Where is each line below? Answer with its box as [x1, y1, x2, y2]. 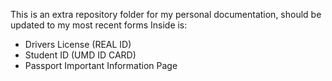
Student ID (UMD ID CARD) [24, 49, 137, 61]
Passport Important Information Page [24, 60, 178, 71]
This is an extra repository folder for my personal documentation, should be [10, 9, 322, 20]
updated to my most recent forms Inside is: [10, 19, 188, 31]
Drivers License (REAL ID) [24, 39, 132, 50]
